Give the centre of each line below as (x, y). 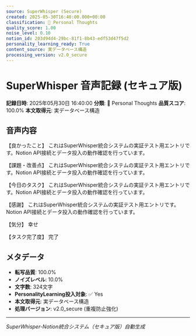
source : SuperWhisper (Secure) (44, 11)
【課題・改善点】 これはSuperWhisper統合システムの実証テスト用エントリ (95, 165)
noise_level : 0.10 (28, 33)
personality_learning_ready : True (48, 44)
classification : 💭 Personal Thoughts (52, 22)
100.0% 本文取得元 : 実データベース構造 (53, 110)
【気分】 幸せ (22, 224)
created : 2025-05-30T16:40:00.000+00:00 (56, 17)
